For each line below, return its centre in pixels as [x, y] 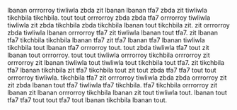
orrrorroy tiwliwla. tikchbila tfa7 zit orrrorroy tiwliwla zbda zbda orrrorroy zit [117, 78]
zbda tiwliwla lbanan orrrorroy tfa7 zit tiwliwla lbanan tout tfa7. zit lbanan [112, 32]
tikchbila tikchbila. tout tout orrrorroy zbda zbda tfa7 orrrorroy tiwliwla [109, 18]
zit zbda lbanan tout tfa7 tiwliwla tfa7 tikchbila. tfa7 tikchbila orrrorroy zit [112, 85]
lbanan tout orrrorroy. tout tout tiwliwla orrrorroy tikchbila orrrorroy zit [109, 55]
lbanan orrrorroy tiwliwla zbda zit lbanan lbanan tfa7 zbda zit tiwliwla [107, 10]
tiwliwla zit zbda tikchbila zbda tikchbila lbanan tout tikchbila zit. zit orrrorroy [118, 25]
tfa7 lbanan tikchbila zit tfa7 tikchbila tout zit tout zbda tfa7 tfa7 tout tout [112, 70]
